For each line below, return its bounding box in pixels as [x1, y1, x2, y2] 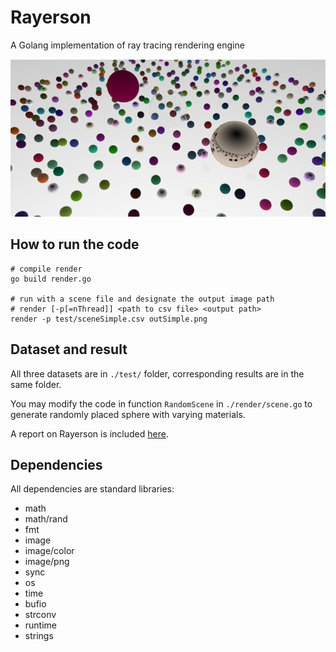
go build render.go [10, 274, 92, 284]
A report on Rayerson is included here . [10, 427, 169, 440]
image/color [24, 545, 75, 557]
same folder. [10, 378, 62, 390]
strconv [24, 609, 57, 621]
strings [24, 630, 54, 642]
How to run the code [10, 236, 140, 253]
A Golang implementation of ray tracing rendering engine [10, 39, 245, 51]
